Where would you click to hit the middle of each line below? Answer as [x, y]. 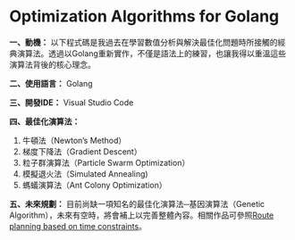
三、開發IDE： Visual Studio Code [72, 102]
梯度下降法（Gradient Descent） [82, 151]
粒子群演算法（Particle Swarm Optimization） [106, 162]
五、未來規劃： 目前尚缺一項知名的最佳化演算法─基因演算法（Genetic [137, 203]
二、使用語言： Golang [51, 83]
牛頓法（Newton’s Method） [74, 140]
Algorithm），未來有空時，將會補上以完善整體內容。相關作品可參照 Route [142, 215]
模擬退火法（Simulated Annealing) [85, 174]
